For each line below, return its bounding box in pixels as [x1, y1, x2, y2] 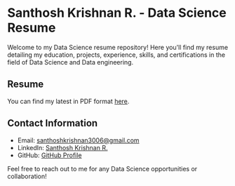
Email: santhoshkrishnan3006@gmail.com [17, 135, 140, 145]
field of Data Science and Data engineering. [7, 58, 134, 66]
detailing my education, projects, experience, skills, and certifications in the [7, 51, 226, 59]
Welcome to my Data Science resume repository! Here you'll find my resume [7, 43, 229, 51]
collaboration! [7, 172, 47, 180]
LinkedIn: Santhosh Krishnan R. [17, 143, 108, 152]
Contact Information [7, 117, 98, 129]
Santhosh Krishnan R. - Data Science [7, 5, 227, 21]
